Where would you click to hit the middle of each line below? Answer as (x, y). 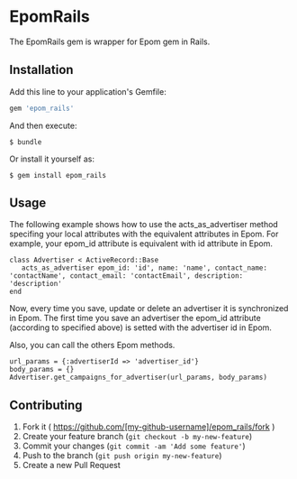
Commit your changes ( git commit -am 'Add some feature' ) (134, 446)
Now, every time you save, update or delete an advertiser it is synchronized (149, 309)
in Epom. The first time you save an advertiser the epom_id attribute (135, 318)
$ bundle (26, 142)
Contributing (46, 405)
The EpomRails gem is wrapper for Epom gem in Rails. (110, 41)
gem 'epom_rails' (42, 108)
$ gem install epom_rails (58, 175)
